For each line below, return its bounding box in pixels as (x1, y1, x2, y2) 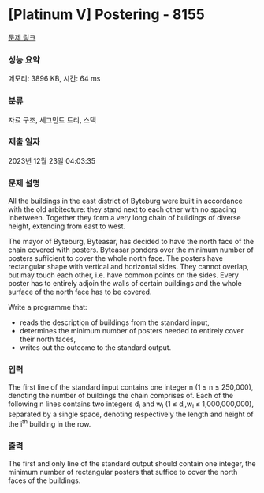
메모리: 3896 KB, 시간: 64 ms (8, 73, 101, 84)
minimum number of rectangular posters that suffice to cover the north (8, 468, 238, 477)
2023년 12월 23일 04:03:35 (8, 156, 96, 165)
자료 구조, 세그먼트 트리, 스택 (8, 115, 97, 124)
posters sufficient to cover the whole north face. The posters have (8, 254, 223, 263)
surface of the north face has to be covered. (8, 287, 152, 297)
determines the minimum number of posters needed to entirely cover (19, 326, 244, 336)
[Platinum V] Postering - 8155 (8, 6, 205, 24)
